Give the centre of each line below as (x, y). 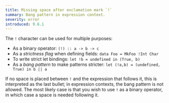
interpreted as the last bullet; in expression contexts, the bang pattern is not (84, 84)
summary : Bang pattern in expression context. (55, 15)
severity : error (22, 19)
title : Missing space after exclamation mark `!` (59, 10)
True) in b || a (30, 70)
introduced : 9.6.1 (25, 24)
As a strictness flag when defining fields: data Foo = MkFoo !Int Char (86, 54)
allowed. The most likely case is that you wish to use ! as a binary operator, (84, 90)
